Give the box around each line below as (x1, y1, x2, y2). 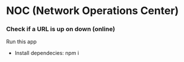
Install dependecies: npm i (14, 50, 79, 57)
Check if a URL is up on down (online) (6, 25, 115, 33)
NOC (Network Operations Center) (6, 4, 179, 18)
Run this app (6, 38, 37, 45)
